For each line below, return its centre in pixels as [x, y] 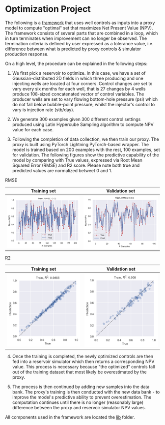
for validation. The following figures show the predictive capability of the [85, 155]
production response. [27, 54]
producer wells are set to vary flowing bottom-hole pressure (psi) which [85, 99]
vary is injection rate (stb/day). [43, 110]
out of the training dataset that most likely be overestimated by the [79, 372]
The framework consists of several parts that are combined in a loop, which [82, 33]
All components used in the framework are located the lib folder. [70, 417]
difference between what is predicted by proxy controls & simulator [73, 49]
